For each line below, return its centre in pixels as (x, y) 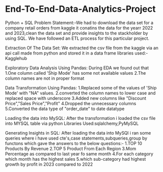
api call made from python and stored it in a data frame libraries (69, 53)
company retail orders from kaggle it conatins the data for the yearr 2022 (79, 28)
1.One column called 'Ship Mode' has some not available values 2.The (76, 73)
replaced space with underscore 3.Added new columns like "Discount (76, 98)
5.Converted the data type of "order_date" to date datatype (65, 109)
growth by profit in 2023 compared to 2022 (49, 164)
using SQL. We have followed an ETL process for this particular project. (77, 38)
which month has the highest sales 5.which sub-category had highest (76, 159)
